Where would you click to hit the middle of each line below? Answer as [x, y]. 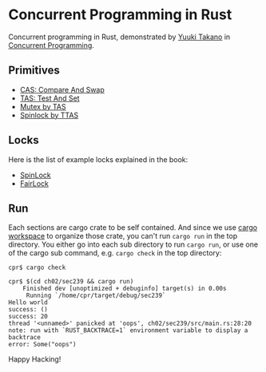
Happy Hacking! [35, 359]
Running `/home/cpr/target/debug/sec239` [96, 296]
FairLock [34, 183]
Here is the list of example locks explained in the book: [98, 159]
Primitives [34, 71]
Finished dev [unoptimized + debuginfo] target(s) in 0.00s [125, 289]
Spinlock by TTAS [49, 115]
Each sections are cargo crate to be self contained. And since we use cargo [133, 228]
